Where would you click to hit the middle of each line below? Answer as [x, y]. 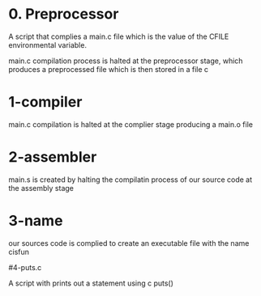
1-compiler [45, 102]
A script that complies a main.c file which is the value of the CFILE [119, 36]
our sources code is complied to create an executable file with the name [129, 243]
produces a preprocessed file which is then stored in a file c [109, 69]
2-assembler [53, 157]
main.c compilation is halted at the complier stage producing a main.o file [131, 124]
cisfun [19, 252]
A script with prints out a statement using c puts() [91, 283]
